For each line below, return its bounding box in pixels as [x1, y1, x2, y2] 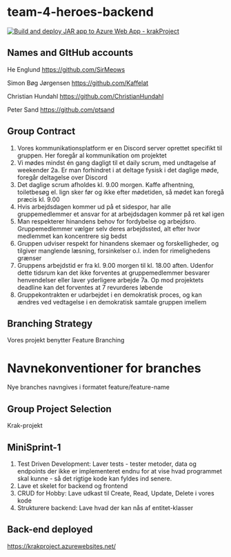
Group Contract [7, 126, 76, 137]
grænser [17, 253, 42, 262]
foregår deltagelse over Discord [17, 173, 108, 182]
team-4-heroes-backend [7, 4, 154, 20]
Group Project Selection [7, 403, 112, 415]
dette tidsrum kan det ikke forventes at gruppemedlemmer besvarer [17, 268, 210, 277]
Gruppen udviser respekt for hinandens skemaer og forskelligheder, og [17, 239, 219, 247]
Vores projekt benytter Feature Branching [7, 336, 125, 344]
